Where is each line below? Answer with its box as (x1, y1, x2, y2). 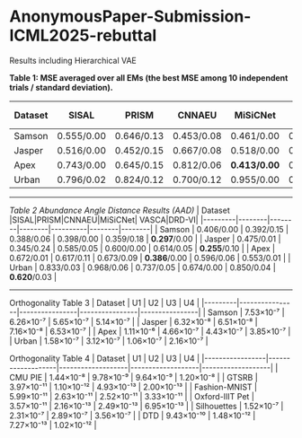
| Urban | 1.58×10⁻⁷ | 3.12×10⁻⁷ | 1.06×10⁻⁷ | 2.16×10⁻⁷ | (9, 335, 209, 346)
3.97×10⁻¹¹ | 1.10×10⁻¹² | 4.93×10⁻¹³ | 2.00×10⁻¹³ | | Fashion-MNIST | (9, 381, 258, 392)
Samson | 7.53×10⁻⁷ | (208, 307, 285, 318)
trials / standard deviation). (9, 82, 114, 92)
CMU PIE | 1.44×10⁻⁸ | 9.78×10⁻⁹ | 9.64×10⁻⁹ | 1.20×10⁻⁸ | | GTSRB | (9, 372, 258, 382)
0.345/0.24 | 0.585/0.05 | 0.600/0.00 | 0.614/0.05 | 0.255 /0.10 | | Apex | (9, 242, 276, 253)
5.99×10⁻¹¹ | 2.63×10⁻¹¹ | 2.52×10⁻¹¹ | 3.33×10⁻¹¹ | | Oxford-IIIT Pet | (9, 390, 254, 401)
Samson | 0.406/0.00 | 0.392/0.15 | (159, 223, 289, 234)
